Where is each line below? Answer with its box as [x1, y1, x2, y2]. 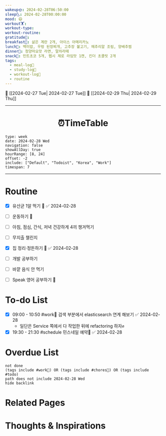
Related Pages [5, 397, 65, 409]
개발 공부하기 [12, 255, 38, 261]
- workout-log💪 [9, 72, 41, 77]
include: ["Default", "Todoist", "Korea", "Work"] [5, 160, 112, 165]
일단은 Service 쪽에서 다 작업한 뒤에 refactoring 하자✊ [19, 323, 124, 329]
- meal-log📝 [9, 63, 35, 68]
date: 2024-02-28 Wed [5, 139, 50, 144]
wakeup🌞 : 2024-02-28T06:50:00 [5, 7, 69, 12]
